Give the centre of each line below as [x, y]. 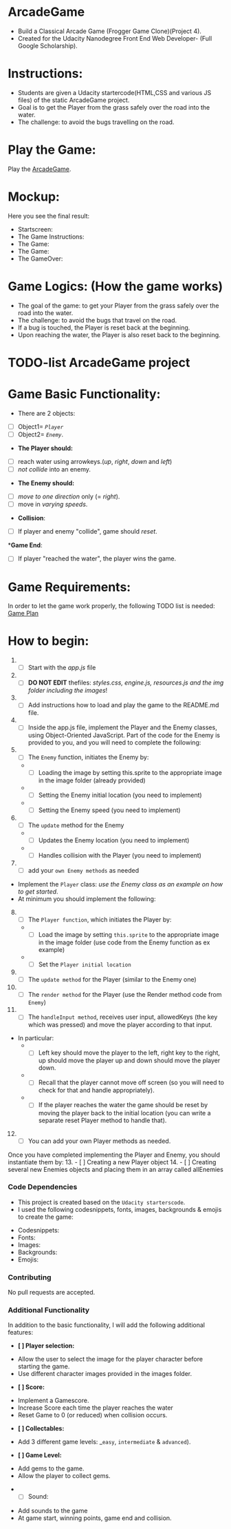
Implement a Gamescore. [53, 1401]
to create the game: [46, 1217]
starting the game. [44, 1366]
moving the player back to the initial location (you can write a [125, 1113]
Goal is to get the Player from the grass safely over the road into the [114, 107]
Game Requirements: [69, 587]
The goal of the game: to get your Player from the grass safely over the [118, 305]
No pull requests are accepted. [52, 1293]
